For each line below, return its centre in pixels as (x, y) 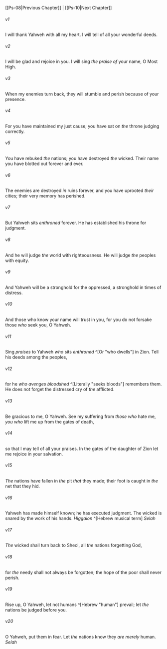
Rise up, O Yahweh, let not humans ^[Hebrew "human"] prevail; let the (77, 604)
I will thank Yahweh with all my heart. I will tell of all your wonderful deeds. (82, 34)
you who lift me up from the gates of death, (50, 421)
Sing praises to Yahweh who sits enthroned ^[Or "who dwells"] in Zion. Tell (82, 352)
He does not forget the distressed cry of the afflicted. (60, 389)
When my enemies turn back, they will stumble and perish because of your (82, 94)
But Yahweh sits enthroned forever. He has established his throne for (76, 223)
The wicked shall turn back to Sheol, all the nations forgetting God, (74, 545)
